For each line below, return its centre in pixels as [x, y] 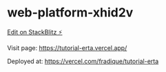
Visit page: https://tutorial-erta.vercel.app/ [67, 48]
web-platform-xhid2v [70, 13]
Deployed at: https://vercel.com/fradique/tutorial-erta [83, 61]
